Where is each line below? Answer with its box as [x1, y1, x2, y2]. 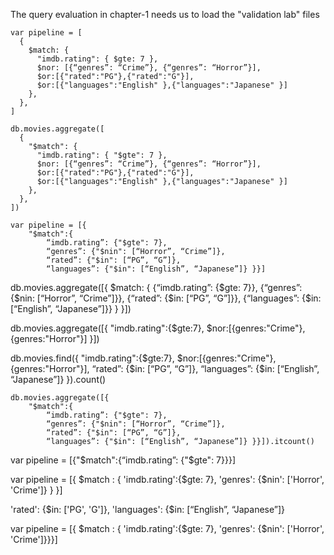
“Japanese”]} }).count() [10, 374, 107, 385]
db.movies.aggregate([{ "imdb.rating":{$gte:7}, [10, 322, 205, 334]
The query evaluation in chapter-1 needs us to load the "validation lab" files [10, 9, 320, 20]
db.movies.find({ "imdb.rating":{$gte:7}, [10, 352, 175, 364]
